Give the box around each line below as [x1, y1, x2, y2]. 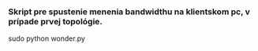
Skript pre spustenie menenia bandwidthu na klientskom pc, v [8, 6, 251, 17]
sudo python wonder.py [8, 34, 85, 43]
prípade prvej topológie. [8, 16, 103, 27]
